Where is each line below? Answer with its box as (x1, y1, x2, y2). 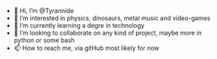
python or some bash (13, 36, 75, 44)
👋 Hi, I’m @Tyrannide (13, 7, 74, 15)
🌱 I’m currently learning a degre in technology (13, 22, 145, 29)
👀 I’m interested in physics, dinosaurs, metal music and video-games (13, 14, 211, 22)
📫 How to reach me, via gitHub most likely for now (13, 44, 159, 52)
